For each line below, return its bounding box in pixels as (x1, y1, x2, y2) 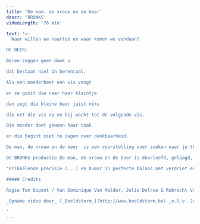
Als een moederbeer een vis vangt (6, 79, 92, 85)
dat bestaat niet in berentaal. (6, 69, 86, 75)
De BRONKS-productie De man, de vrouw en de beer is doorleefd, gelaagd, (6, 155, 193, 161)
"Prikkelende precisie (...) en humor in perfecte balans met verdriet (6, 165, 187, 171)
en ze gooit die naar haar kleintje (6, 90, 97, 96)
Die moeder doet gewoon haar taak (6, 122, 92, 128)
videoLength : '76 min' (6, 20, 62, 26)
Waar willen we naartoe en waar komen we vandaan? (11, 36, 140, 42)
